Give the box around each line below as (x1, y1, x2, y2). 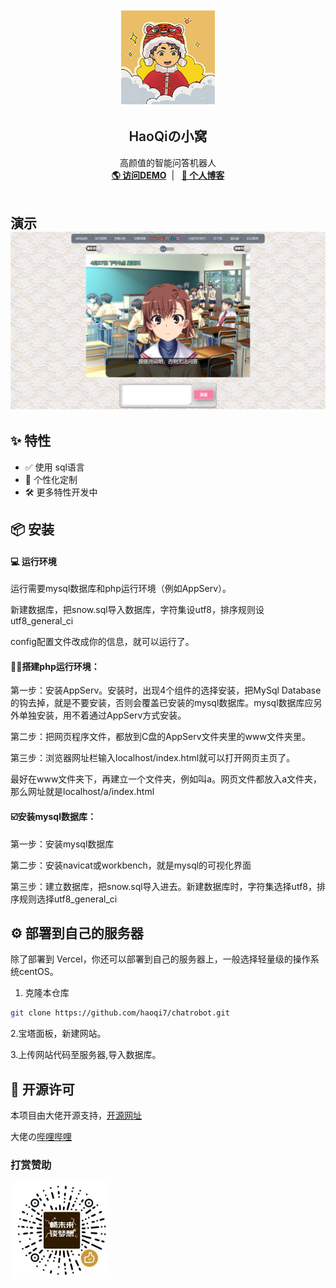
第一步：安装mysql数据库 (10, 838, 115, 850)
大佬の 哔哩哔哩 (10, 1131, 72, 1143)
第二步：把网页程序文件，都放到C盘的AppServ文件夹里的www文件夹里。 (10, 731, 311, 743)
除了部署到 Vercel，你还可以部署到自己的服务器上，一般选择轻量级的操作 (10, 953, 311, 965)
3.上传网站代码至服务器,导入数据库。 (10, 1049, 162, 1061)
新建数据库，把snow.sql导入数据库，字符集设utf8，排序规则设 (10, 604, 265, 616)
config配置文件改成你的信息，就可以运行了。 (10, 636, 195, 648)
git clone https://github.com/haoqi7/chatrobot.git (10, 1008, 230, 1018)
